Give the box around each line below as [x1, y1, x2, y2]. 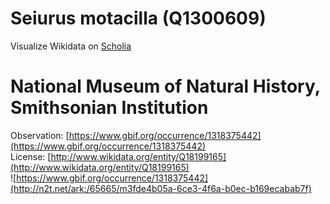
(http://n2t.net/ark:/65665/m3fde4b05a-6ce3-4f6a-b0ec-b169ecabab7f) [10, 182, 312, 194]
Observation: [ [10, 129, 70, 141]
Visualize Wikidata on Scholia [10, 40, 132, 52]
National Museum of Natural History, [10, 75, 321, 98]
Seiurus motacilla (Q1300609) [10, 7, 267, 30]
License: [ [10, 150, 52, 162]
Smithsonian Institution [10, 97, 209, 119]
